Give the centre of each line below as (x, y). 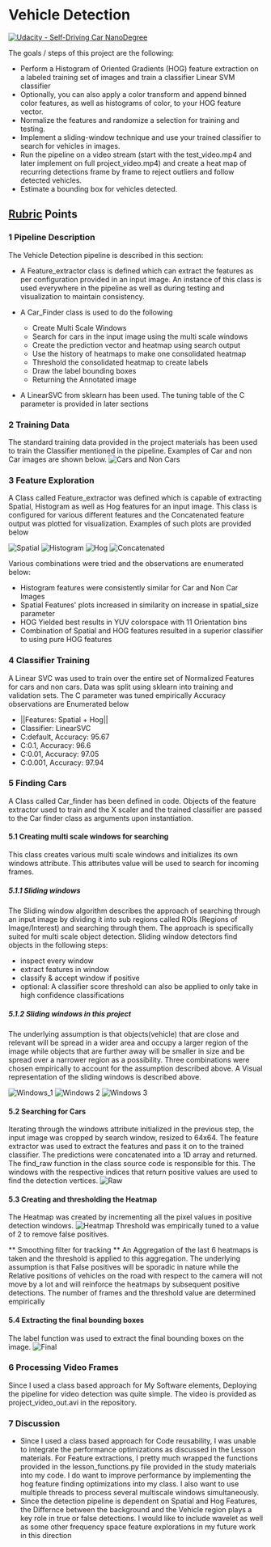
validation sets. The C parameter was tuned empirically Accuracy (117, 695)
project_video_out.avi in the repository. (73, 1402)
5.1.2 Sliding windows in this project (70, 1013)
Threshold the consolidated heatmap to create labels (120, 362)
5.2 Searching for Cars (47, 1111)
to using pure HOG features (66, 640)
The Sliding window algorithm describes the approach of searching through (134, 911)
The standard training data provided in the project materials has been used (133, 442)
